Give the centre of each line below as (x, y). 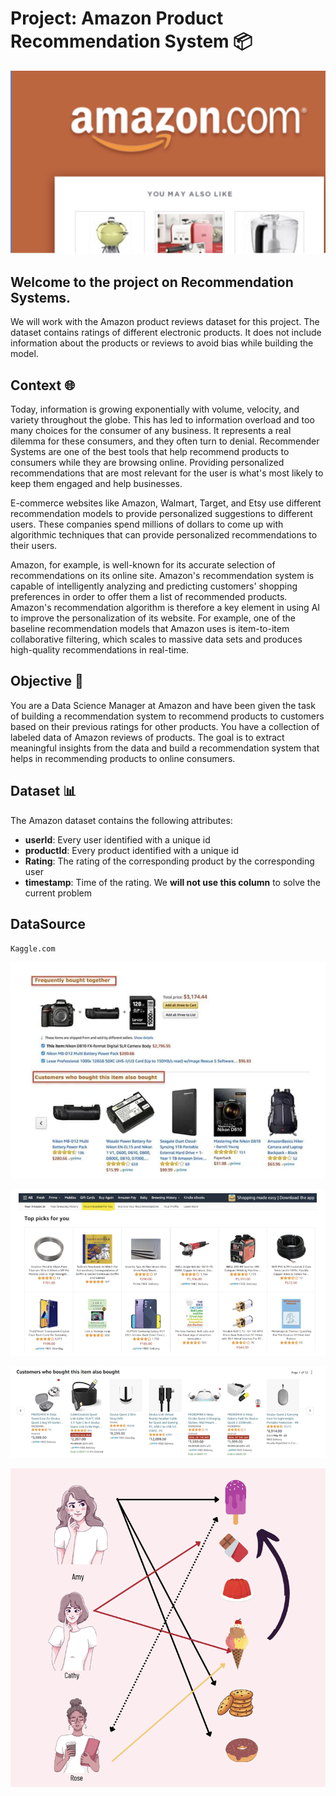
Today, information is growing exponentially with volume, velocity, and (155, 409)
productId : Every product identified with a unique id (131, 850)
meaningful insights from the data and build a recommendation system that (165, 748)
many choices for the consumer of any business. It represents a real (151, 431)
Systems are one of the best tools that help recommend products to (150, 452)
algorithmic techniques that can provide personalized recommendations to (164, 535)
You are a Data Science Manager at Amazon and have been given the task (163, 705)
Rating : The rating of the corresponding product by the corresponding (169, 861)
